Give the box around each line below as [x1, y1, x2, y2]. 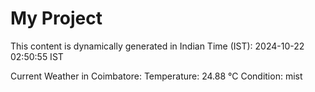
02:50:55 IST [10, 50, 64, 62]
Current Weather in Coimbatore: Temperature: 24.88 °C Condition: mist [10, 70, 303, 82]
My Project [10, 7, 103, 30]
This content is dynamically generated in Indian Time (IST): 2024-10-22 [10, 40, 305, 52]
